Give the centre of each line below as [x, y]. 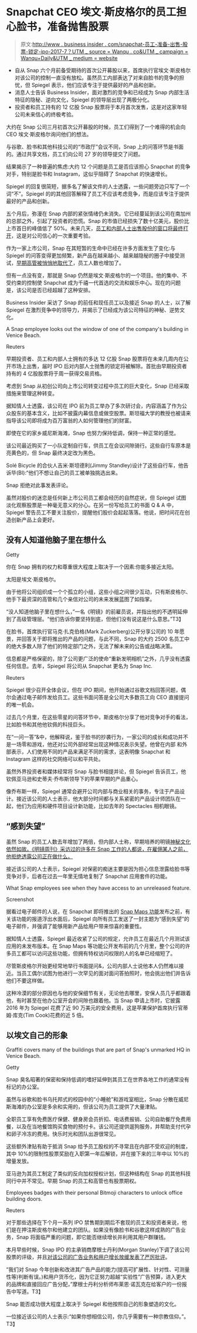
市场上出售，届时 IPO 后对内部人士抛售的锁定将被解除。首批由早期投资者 [99, 366]
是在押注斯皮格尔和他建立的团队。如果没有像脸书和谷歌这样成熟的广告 [96, 1230]
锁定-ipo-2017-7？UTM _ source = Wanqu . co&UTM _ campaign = [108, 51]
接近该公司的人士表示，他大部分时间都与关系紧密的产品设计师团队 [96, 799]
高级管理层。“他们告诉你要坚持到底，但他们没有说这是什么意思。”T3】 [100, 619]
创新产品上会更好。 [34, 519]
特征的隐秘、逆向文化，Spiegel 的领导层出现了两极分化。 [83, 99]
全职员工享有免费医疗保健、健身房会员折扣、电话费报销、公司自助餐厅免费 [96, 1119]
